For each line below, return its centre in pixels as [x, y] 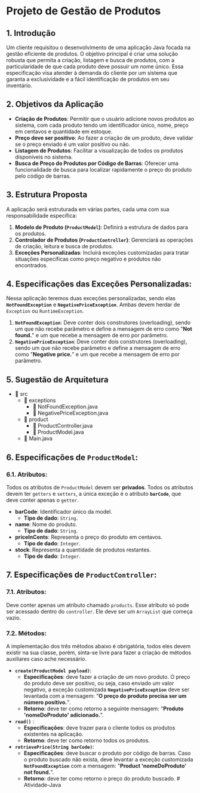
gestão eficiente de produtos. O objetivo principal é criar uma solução [92, 54]
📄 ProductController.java [63, 426]
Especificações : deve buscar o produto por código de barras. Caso [107, 753]
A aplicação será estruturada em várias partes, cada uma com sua [88, 209]
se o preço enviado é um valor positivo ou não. [73, 144]
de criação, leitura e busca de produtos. [64, 246]
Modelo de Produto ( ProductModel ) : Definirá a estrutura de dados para [101, 227]
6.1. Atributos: [27, 474]
